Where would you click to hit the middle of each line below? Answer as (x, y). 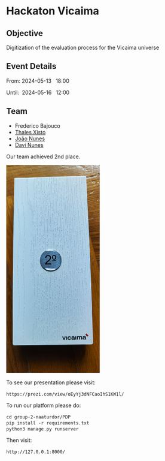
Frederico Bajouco (38, 126)
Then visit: (19, 440)
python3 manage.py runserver (42, 429)
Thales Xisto (30, 132)
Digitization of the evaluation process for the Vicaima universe (83, 47)
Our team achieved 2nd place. (43, 156)
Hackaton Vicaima (53, 11)
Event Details (31, 66)
